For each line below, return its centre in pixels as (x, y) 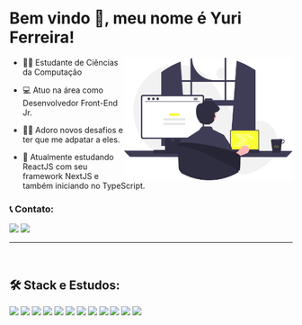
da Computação (52, 72)
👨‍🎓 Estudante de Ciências (70, 62)
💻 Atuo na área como (62, 90)
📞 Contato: (31, 209)
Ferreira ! (42, 37)
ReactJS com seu (55, 167)
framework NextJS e (60, 176)
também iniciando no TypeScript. (84, 185)
